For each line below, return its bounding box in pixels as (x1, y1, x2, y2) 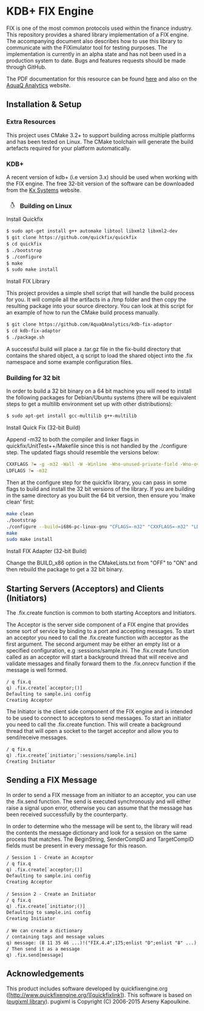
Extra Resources (6, 118, 56, 126)
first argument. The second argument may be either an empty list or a (6, 640, 180, 648)
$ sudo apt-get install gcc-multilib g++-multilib (6, 413, 137, 419)
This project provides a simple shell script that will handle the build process (6, 290, 195, 297)
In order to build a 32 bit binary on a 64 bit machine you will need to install (6, 387, 192, 395)
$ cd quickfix (6, 241, 42, 247)
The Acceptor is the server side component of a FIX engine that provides (6, 621, 189, 629)
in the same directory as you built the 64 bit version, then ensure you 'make (6, 491, 195, 499)
